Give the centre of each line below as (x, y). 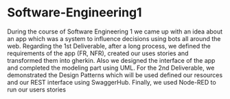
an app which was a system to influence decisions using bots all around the (114, 38)
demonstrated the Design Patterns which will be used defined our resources (115, 75)
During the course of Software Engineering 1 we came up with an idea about (115, 31)
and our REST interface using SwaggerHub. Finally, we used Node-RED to (112, 82)
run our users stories (37, 89)
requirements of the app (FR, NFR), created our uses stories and (98, 53)
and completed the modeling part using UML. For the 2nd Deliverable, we (111, 68)
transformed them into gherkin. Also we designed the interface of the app (111, 60)
